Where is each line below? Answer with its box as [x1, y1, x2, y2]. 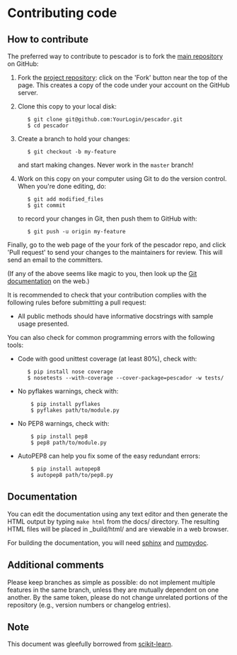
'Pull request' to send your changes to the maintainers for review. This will [7, 248, 223, 256]
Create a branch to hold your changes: [17, 135, 131, 143]
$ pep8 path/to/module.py [30, 439, 108, 446]
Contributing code [7, 5, 117, 21]
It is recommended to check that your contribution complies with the [7, 291, 207, 299]
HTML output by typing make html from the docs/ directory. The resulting [7, 517, 220, 526]
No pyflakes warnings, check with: [17, 387, 119, 395]
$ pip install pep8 [30, 433, 88, 440]
